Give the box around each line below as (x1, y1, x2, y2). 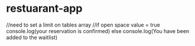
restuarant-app (6, 2, 83, 15)
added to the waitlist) (6, 34, 58, 41)
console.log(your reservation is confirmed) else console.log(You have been (6, 27, 190, 34)
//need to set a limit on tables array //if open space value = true (6, 21, 161, 28)
